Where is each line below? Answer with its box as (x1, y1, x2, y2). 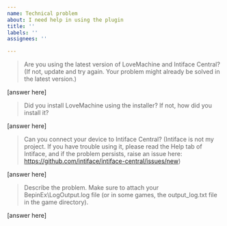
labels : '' (7, 29, 38, 36)
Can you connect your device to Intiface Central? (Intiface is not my (23, 135, 214, 144)
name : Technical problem (7, 10, 78, 17)
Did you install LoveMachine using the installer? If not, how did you (23, 101, 212, 110)
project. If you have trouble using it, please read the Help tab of (23, 142, 203, 151)
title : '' (7, 23, 36, 29)
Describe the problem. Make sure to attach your (23, 184, 159, 192)
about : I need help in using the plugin (7, 16, 124, 23)
